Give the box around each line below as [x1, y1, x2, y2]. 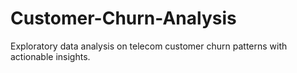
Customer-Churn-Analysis [10, 7, 237, 30]
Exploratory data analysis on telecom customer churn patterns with [10, 40, 288, 52]
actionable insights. [10, 50, 91, 62]
